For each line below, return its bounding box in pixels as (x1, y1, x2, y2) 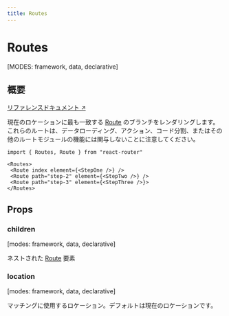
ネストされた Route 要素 (7, 254, 76, 262)
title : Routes (7, 10, 48, 17)
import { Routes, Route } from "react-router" (7, 149, 143, 156)
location (7, 271, 36, 281)
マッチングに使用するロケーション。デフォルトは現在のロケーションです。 (7, 302, 217, 310)
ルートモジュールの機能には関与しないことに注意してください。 (19, 135, 199, 144)
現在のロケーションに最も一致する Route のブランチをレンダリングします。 (7, 118, 219, 126)
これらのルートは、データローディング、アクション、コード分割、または (7, 126, 211, 135)
